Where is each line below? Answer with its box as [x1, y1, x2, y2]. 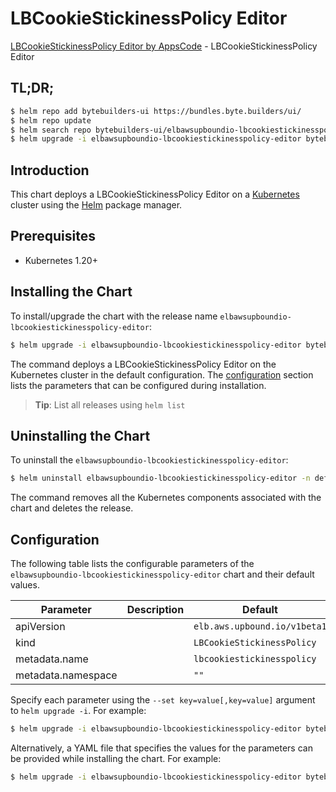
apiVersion [15, 620, 66, 634]
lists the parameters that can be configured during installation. [10, 379, 267, 391]
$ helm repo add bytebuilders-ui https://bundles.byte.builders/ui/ [10, 106, 302, 116]
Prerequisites [10, 228, 96, 245]
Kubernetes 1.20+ [24, 254, 98, 266]
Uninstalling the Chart [10, 427, 151, 444]
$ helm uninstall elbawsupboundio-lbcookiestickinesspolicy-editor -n [10, 473, 311, 484]
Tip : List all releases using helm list [34, 398, 186, 411]
